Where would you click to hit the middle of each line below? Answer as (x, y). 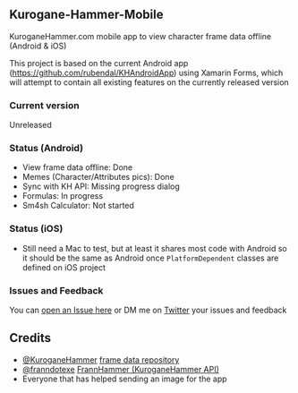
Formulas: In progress (63, 196)
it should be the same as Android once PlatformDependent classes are (150, 258)
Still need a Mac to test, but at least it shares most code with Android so (155, 248)
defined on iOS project (64, 267)
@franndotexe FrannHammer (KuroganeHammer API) (120, 369)
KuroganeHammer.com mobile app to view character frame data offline (140, 36)
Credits (30, 338)
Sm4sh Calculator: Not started (78, 206)
